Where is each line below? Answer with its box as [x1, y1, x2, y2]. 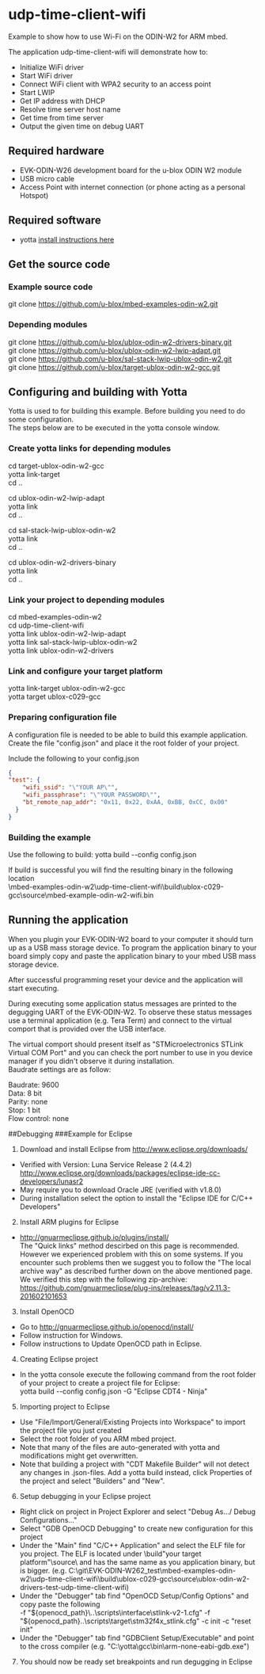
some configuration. [8, 414, 74, 425]
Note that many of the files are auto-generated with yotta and [19, 1442, 220, 1451]
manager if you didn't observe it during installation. [8, 1056, 175, 1066]
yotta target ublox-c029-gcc [8, 692, 101, 702]
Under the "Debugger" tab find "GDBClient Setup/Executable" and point [19, 1633, 255, 1642]
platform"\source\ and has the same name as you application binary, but [19, 1557, 256, 1566]
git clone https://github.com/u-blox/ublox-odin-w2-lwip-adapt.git [8, 345, 221, 355]
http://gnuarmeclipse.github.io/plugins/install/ [19, 1232, 169, 1241]
